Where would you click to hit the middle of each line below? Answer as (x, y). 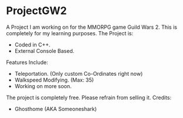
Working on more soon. (43, 86)
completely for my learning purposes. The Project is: (70, 33)
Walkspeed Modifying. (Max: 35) (54, 80)
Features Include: (27, 62)
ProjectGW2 (36, 11)
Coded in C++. (33, 45)
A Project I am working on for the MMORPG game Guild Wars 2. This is (92, 27)
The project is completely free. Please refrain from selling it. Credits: (89, 97)
